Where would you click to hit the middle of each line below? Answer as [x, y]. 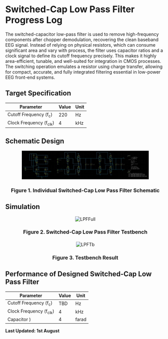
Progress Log [34, 20]
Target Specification [38, 93]
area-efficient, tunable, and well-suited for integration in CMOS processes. [83, 61]
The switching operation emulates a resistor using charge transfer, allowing [84, 66]
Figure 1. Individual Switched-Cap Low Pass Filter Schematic [85, 190]
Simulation [23, 207]
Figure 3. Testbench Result [85, 257]
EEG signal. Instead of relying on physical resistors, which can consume [80, 45]
